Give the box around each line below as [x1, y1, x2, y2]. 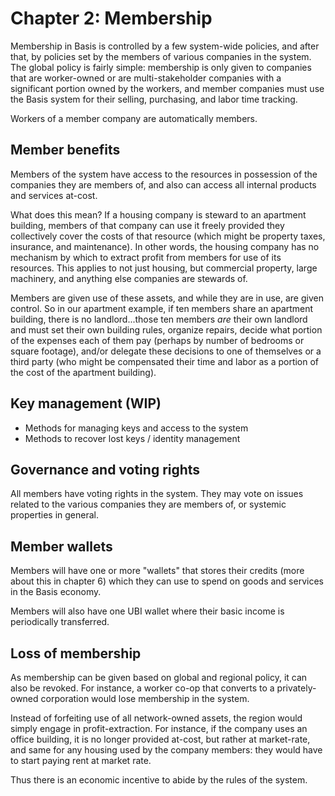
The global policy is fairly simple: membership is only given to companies [10, 61, 312, 73]
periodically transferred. [10, 616, 110, 628]
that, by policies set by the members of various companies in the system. [10, 50, 312, 62]
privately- [276, 682, 317, 694]
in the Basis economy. [10, 586, 102, 598]
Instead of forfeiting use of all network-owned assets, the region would [10, 712, 303, 724]
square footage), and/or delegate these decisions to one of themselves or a [10, 345, 322, 357]
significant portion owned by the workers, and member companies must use [10, 82, 325, 94]
